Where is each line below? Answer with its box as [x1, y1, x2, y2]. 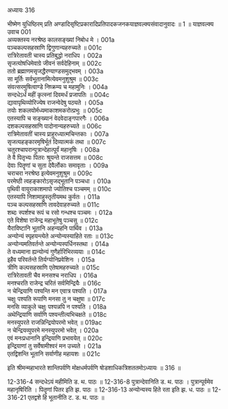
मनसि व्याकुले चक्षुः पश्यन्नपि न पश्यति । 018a [7, 303, 107, 311]
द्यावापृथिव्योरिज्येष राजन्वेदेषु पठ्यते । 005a [7, 98, 104, 107]
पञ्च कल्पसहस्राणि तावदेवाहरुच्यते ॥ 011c [7, 200, 100, 209]
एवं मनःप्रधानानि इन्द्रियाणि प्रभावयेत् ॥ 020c [7, 334, 103, 342]
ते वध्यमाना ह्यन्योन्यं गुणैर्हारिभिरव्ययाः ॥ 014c [7, 248, 106, 255]
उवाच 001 [7, 28, 31, 36]
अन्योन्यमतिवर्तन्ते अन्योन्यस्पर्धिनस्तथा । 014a [7, 240, 109, 248]
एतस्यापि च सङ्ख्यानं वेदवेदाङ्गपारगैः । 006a [7, 114, 109, 122]
